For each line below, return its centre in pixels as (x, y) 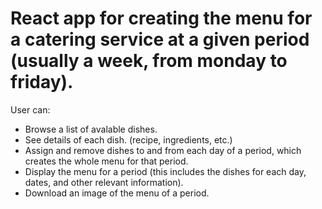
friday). (42, 82)
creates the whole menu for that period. (106, 161)
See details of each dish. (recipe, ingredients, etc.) (128, 139)
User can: (30, 109)
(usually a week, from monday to (149, 61)
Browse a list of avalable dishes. (91, 129)
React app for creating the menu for (161, 18)
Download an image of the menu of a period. (117, 193)
